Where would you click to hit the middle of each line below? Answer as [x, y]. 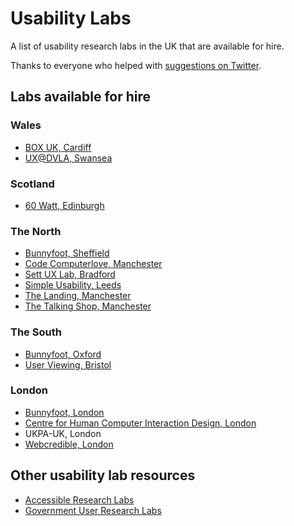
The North [36, 231]
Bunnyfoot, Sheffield [67, 253]
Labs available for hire [81, 97]
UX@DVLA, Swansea [68, 158]
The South [36, 332]
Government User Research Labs [93, 510]
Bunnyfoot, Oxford [63, 354]
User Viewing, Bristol [68, 364]
